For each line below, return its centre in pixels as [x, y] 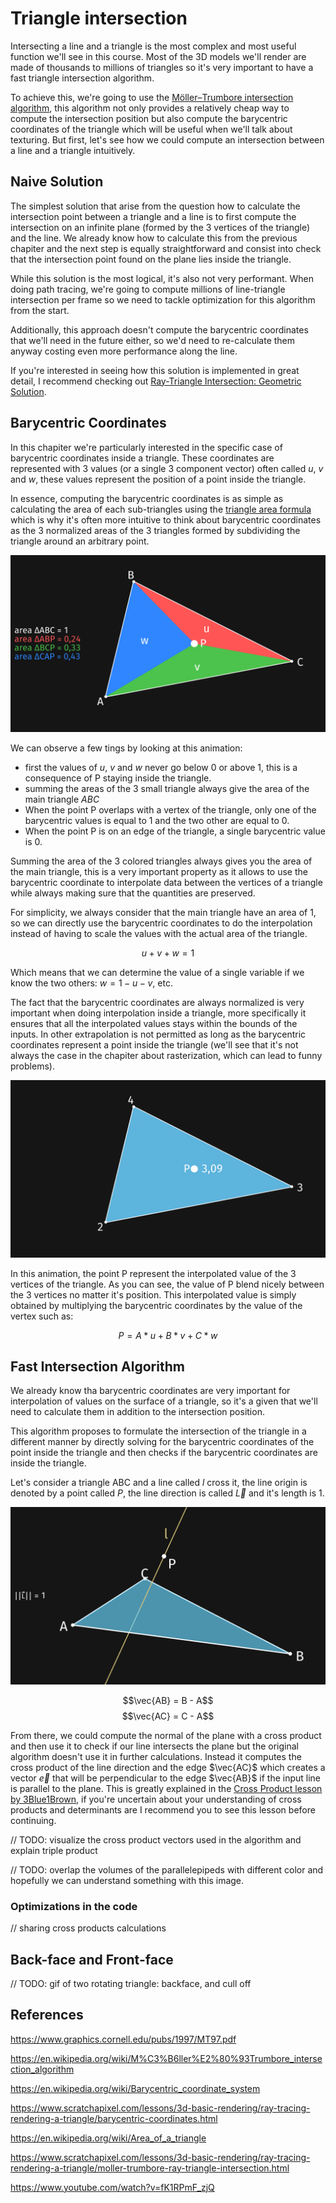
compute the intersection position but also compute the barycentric [149, 118]
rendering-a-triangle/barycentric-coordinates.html [114, 2118]
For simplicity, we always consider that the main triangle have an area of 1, [163, 913]
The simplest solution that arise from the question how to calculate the [155, 206]
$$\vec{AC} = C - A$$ [168, 1716]
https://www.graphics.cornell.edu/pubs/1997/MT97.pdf [123, 2039]
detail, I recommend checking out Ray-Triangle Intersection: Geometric [156, 381]
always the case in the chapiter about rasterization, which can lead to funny [166, 1056]
